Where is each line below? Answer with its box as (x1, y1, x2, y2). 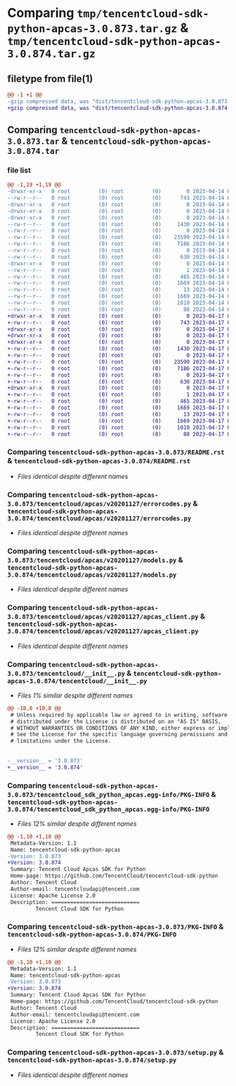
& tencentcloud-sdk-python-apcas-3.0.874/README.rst (7, 456, 191, 466)
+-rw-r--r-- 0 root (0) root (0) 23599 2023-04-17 (7, 358, 225, 365)
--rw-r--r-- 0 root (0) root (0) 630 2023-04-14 (7, 253, 225, 260)
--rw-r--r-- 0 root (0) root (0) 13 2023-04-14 (7, 286, 225, 293)
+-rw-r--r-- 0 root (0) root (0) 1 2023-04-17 (7, 391, 225, 398)
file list (7, 165, 32, 175)
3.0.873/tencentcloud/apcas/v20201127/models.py (7, 556, 177, 564)
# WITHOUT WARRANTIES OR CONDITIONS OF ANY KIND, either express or (10, 724, 216, 731)
